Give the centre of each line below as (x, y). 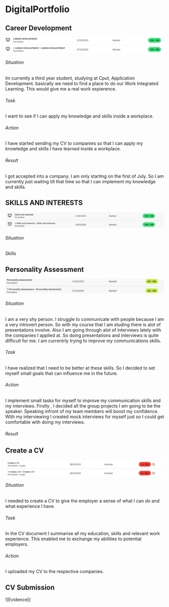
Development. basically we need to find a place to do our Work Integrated (82, 83)
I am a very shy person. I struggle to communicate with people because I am (85, 319)
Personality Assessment (45, 269)
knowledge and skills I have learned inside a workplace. (63, 149)
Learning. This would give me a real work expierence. (61, 89)
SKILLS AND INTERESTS (44, 203)
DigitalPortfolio (37, 9)
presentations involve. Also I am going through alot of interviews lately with (83, 330)
